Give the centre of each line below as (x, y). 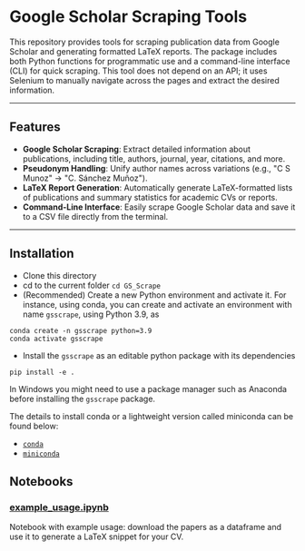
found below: (34, 426)
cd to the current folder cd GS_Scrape (92, 285)
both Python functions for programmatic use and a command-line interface (150, 61)
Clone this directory (59, 275)
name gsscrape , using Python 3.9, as (91, 314)
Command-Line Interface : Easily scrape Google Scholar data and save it (159, 207)
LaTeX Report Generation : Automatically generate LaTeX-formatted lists (157, 187)
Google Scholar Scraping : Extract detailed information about (137, 149)
